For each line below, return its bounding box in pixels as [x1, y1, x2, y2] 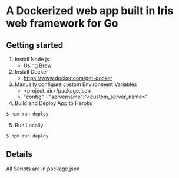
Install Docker [14, 68, 48, 75]
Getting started [6, 40, 64, 50]
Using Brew [23, 62, 52, 69]
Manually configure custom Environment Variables [14, 81, 137, 88]
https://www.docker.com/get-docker [23, 75, 113, 81]
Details [6, 149, 32, 160]
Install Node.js [14, 56, 49, 62]
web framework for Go [6, 17, 118, 30]
